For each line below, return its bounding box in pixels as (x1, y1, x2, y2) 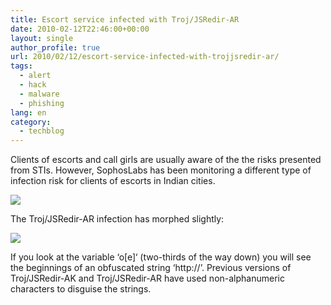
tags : (10, 61, 33, 71)
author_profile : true (10, 42, 101, 53)
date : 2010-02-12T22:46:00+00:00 (10, 24, 150, 34)
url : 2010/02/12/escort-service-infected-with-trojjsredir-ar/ (10, 52, 280, 62)
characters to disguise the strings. (10, 283, 152, 295)
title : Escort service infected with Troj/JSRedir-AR (10, 14, 240, 25)
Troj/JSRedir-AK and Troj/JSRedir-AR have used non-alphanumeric (10, 272, 285, 285)
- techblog (19, 126, 65, 136)
